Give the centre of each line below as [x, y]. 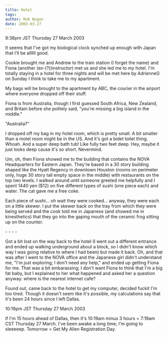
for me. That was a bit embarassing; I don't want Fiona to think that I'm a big [84, 268]
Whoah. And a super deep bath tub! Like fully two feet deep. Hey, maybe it [82, 144]
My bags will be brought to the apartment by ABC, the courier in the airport [83, 89]
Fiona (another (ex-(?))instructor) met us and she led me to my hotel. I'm [80, 68]
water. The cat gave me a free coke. [42, 191]
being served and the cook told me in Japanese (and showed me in [75, 211]
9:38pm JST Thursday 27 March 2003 [45, 38]
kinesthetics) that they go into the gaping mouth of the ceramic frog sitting [82, 217]
